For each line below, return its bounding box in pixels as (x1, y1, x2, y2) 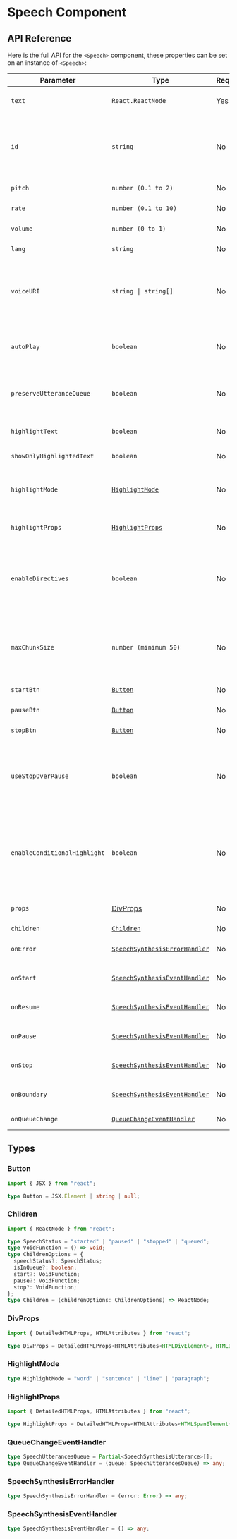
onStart (11, 974, 37, 982)
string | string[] (111, 287, 174, 295)
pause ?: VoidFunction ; (13, 1277, 80, 1284)
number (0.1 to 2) (111, 184, 174, 192)
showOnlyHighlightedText (11, 452, 95, 460)
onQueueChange (11, 1115, 59, 1123)
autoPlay (11, 343, 40, 351)
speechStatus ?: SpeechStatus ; (13, 1258, 102, 1265)
